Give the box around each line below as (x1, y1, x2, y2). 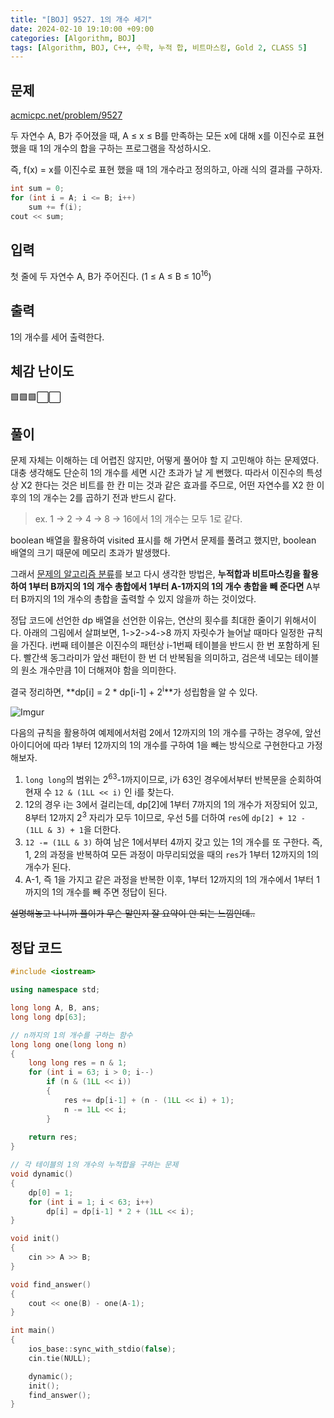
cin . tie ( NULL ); (28, 1353, 92, 1363)
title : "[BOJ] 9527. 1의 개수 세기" (10, 14, 153, 25)
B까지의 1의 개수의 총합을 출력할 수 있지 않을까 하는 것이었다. (20, 593, 257, 605)
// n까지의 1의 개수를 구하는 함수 (10, 1030, 133, 1040)
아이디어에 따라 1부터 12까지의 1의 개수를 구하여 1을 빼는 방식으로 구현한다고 (10, 739, 305, 751)
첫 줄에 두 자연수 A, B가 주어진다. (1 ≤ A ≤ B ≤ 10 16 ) (10, 269, 212, 283)
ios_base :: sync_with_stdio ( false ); (28, 1344, 177, 1354)
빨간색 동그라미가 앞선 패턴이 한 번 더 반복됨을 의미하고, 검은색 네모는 (23, 652, 293, 664)
